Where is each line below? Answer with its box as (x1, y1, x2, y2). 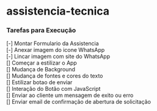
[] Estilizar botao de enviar (6, 79, 73, 86)
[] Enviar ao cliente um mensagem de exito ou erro (6, 91, 134, 99)
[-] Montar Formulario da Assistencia (6, 40, 99, 47)
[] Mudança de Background (6, 66, 75, 73)
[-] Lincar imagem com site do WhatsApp (6, 53, 111, 60)
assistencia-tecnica (6, 4, 110, 18)
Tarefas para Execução (6, 26, 76, 35)
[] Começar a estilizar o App (6, 59, 78, 66)
